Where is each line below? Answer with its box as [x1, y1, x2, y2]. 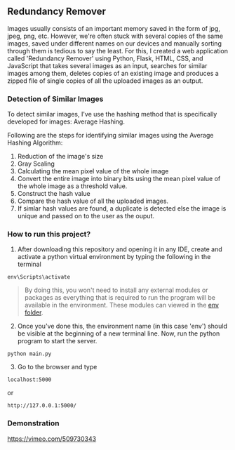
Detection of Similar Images [7, 94, 104, 104]
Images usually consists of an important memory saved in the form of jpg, [7, 24, 221, 32]
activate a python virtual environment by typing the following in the [17, 253, 211, 261]
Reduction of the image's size [17, 152, 104, 161]
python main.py [7, 350, 52, 357]
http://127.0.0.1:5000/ [7, 402, 77, 409]
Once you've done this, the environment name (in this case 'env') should [17, 322, 228, 331]
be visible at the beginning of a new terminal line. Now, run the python [17, 329, 220, 338]
